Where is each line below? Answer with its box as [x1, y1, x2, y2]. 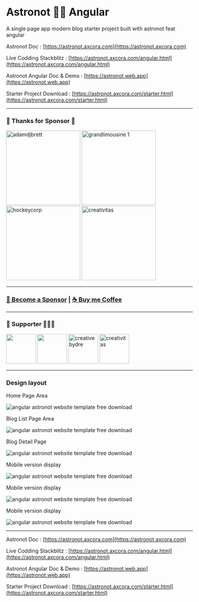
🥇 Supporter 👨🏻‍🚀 [6, 320, 55, 329]
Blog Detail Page [6, 438, 47, 445]
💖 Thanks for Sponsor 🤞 [6, 116, 76, 125]
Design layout [6, 379, 47, 387]
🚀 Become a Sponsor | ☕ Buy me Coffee [6, 295, 123, 304]
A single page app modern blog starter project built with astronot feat [6, 25, 176, 32]
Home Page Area [6, 392, 48, 399]
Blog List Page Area [6, 415, 54, 423]
